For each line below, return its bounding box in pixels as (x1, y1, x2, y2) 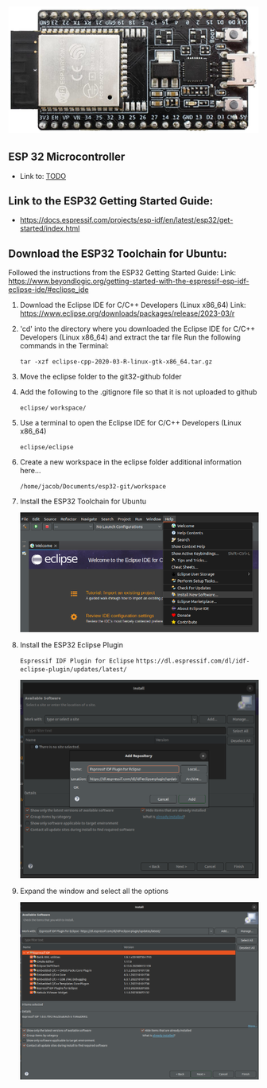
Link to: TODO (19, 171, 66, 181)
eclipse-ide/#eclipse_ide (8, 285, 89, 294)
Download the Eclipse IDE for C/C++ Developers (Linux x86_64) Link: (19, 301, 246, 310)
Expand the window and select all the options (19, 886, 169, 896)
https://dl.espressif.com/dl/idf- (135, 657, 250, 665)
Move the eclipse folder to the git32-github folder (19, 372, 182, 382)
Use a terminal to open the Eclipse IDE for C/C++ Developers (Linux (19, 418, 242, 428)
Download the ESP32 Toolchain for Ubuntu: (8, 247, 228, 260)
